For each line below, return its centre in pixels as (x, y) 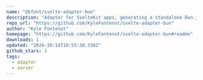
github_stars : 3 (27, 51)
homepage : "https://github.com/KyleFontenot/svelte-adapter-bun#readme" (100, 34)
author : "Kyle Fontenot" (37, 29)
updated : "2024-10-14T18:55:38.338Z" (54, 46)
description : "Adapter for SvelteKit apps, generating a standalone (94, 17)
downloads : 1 (23, 40)
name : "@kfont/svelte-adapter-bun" (51, 12)
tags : (13, 57)
